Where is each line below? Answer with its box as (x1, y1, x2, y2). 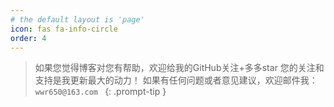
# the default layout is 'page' (10, 14, 145, 25)
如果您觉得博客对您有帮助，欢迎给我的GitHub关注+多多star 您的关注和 (34, 62, 325, 74)
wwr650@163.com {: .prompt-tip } (34, 86, 167, 98)
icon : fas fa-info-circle (10, 24, 118, 34)
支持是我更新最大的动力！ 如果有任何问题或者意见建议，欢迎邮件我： (34, 74, 318, 86)
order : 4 (10, 33, 47, 43)
